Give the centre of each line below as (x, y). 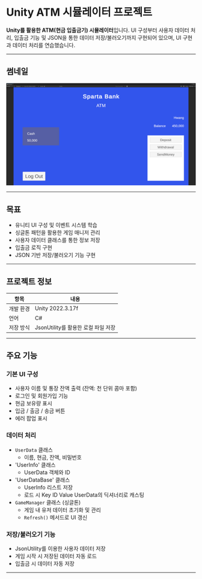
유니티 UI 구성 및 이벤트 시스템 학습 (56, 225)
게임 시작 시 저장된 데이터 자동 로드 (56, 556)
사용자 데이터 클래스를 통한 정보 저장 (57, 240)
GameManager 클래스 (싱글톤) (48, 502)
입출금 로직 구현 (33, 247)
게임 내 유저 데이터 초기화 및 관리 (62, 510)
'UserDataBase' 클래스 (42, 480)
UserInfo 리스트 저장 (48, 487)
